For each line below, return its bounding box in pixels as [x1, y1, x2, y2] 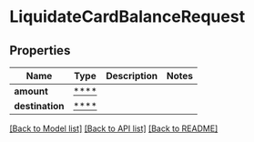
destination [14, 100, 65, 112]
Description [106, 70, 157, 82]
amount [14, 85, 48, 97]
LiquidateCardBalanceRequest [9, 6, 246, 27]
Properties [9, 43, 71, 58]
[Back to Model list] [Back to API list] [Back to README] [9, 123, 218, 134]
